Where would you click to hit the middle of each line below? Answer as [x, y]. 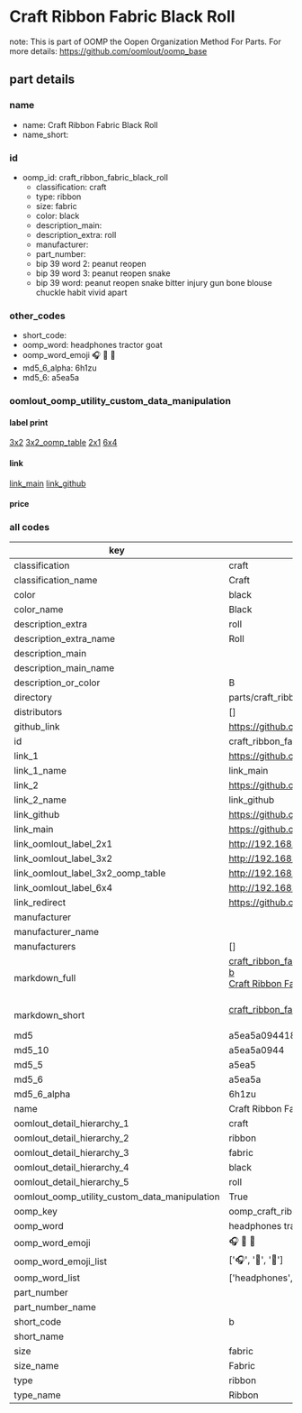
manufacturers [45, 947]
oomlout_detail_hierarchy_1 [71, 1124]
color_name [39, 610]
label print [29, 422]
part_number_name [55, 1307]
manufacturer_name [57, 932]
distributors [38, 712]
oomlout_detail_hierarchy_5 [71, 1182]
